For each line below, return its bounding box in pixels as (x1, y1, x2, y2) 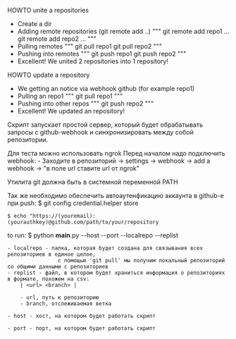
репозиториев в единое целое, (7, 251, 97, 258)
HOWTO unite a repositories (7, 6, 89, 14)
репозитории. (7, 135, 49, 144)
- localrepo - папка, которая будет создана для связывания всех (7, 245, 203, 252)
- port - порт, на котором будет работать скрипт (7, 325, 156, 332)
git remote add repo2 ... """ (17, 35, 97, 43)
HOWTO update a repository (7, 70, 90, 79)
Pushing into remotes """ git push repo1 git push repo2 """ (17, 49, 187, 58)
